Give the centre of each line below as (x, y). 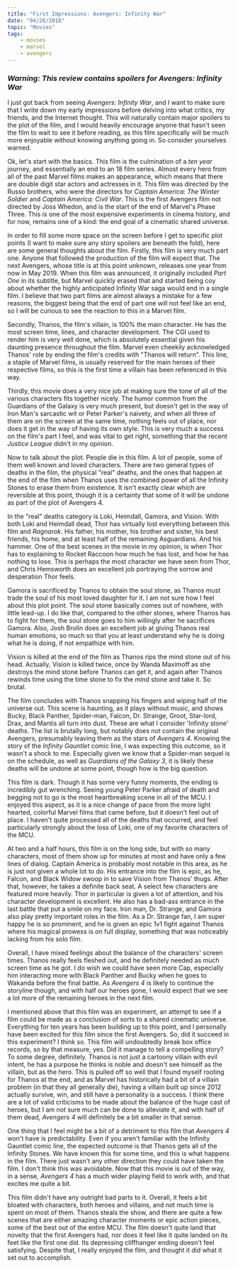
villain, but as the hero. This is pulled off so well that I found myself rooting (116, 1072)
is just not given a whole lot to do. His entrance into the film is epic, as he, (115, 871)
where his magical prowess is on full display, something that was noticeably (118, 932)
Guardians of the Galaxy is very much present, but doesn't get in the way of (118, 406)
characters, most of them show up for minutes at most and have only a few (117, 856)
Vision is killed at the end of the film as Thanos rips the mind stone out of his (119, 657)
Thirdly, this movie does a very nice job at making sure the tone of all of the (117, 391)
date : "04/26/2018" (36, 21)
